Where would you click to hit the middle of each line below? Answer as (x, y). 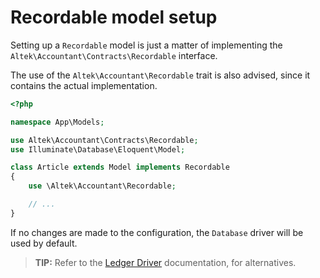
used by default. (44, 243)
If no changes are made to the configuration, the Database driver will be (157, 232)
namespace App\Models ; (57, 122)
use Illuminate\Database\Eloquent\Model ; (98, 149)
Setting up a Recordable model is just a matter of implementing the (146, 45)
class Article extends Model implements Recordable (120, 167)
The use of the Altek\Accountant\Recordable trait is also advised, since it (160, 75)
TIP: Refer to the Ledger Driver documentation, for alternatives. (165, 262)
